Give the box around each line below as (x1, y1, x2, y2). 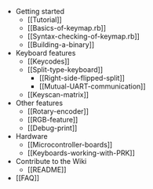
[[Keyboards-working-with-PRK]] (27, 148, 136, 158)
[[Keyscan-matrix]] (27, 90, 89, 99)
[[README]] (27, 165, 67, 174)
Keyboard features (15, 49, 76, 57)
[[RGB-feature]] (27, 115, 78, 124)
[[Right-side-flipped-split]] (38, 74, 126, 82)
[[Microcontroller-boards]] (27, 140, 113, 149)
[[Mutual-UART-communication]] (38, 82, 147, 91)
